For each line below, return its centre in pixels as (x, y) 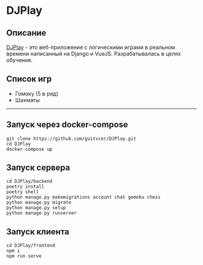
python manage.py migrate (39, 203)
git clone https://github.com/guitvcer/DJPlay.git (71, 139)
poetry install (25, 187)
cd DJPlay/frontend (31, 246)
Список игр (29, 79)
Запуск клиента (38, 231)
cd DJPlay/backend (29, 182)
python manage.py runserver (42, 213)
